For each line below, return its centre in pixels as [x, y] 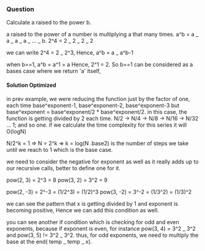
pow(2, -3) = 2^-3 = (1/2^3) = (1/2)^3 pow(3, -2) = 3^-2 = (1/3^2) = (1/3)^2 [99, 192]
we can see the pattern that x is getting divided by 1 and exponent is [92, 203]
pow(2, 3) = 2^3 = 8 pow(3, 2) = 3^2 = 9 [57, 180]
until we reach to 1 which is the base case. [60, 149]
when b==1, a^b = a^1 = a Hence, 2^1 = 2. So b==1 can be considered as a [100, 65]
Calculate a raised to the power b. [49, 23]
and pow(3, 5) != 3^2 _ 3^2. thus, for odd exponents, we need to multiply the [102, 235]
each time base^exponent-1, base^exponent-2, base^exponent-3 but [93, 105]
